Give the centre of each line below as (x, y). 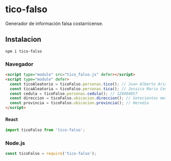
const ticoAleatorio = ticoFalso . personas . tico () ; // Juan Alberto (83, 84)
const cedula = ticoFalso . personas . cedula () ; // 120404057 (74, 93)
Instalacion (23, 39)
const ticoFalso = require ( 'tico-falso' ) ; (51, 154)
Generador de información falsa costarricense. (54, 23)
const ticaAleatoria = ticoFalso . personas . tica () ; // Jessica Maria (84, 89)
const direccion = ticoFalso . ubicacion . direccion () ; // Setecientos (84, 98)
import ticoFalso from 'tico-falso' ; (45, 130)
